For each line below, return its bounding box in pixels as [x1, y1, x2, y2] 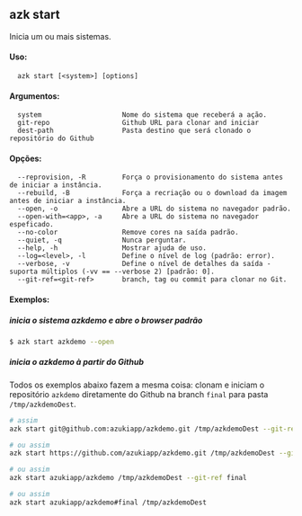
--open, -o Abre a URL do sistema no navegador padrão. [17, 204, 292, 214]
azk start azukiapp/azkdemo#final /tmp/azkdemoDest [9, 498, 207, 507]
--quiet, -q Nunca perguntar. [17, 236, 187, 245]
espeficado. [9, 220, 54, 229]
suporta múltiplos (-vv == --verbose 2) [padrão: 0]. [9, 267, 216, 277]
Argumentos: [9, 90, 60, 102]
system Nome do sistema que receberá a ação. [17, 111, 268, 120]
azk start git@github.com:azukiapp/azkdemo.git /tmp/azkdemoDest [9, 424, 259, 433]
